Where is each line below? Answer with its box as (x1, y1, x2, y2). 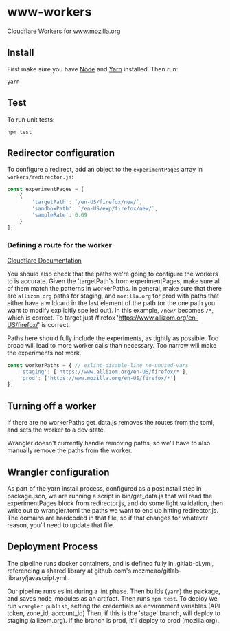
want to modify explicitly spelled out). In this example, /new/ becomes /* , (7, 306, 214, 314)
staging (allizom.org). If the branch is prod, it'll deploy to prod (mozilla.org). (7, 616, 220, 624)
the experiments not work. (7, 348, 82, 357)
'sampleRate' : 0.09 (32, 211, 88, 219)
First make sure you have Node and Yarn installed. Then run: (7, 65, 179, 73)
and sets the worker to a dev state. (7, 425, 106, 434)
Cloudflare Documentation (7, 256, 82, 265)
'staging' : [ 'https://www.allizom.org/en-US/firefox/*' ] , (19, 368, 189, 375)
